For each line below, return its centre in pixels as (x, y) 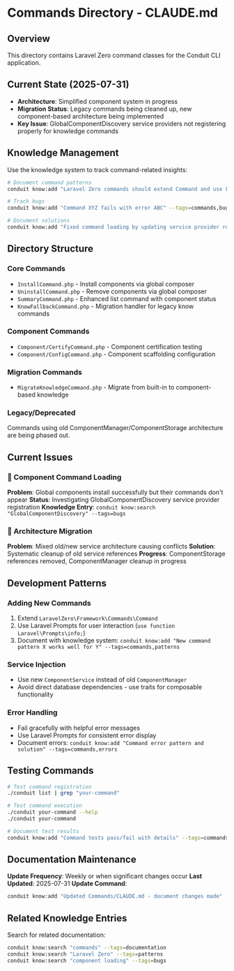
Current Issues (40, 457)
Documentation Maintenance (72, 860)
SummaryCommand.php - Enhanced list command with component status (117, 298)
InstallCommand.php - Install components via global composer (106, 284)
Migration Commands (45, 372)
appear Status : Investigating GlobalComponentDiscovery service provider (114, 500)
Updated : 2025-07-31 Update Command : (67, 884)
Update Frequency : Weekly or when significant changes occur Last (105, 876)
